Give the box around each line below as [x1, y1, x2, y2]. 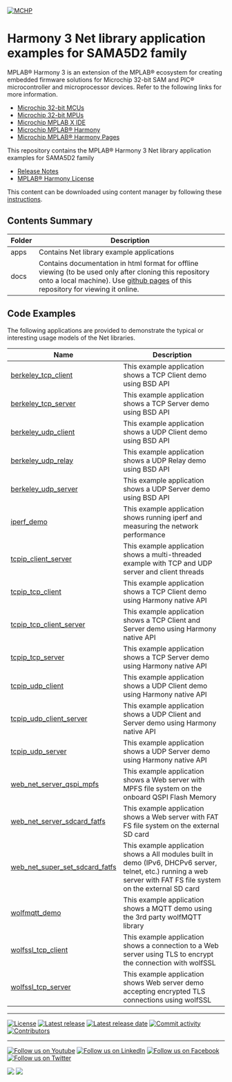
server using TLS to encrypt [123, 949, 214, 959]
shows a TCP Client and [123, 615, 200, 625]
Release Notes [17, 166, 59, 175]
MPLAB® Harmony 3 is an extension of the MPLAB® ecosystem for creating [7, 68, 222, 76]
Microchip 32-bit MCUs [17, 104, 85, 112]
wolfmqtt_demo [10, 908, 61, 918]
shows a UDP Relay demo [123, 456, 206, 465]
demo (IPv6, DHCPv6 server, [123, 858, 217, 867]
